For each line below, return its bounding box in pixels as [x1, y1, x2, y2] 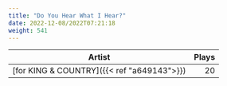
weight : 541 [8, 26, 48, 34]
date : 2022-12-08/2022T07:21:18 [8, 19, 115, 27]
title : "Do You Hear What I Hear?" [8, 11, 127, 20]
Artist [88, 52, 111, 63]
